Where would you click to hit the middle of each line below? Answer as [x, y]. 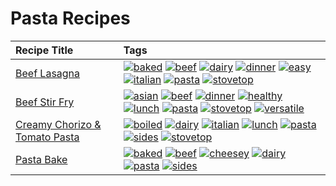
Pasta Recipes [70, 18]
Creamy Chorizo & [58, 124]
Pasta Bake [41, 159]
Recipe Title [44, 50]
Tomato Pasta [47, 137]
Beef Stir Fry [45, 102]
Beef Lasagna [48, 73]
